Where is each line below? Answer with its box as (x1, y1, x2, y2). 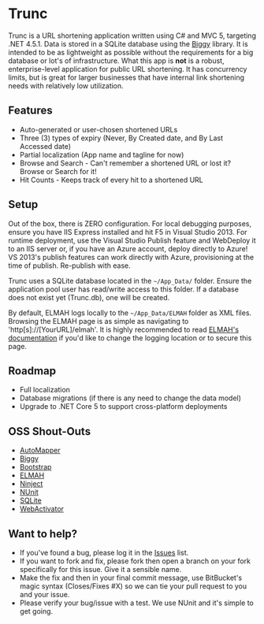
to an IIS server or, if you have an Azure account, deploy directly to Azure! (8, 243, 248, 253)
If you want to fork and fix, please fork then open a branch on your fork (19, 556, 251, 566)
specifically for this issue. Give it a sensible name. (19, 565, 182, 574)
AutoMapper (19, 446, 61, 455)
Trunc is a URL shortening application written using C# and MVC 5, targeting (8, 31, 256, 40)
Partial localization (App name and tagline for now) (19, 150, 184, 159)
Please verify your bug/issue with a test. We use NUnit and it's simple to (19, 598, 254, 607)
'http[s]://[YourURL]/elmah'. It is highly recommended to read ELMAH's (8, 325, 239, 334)
